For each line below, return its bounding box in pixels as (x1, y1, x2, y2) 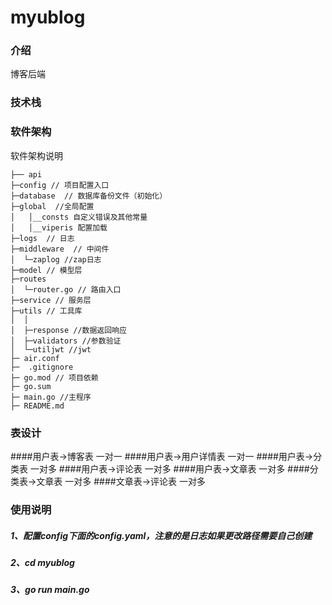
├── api (10, 169, 43, 180)
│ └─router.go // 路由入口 (10, 284, 122, 295)
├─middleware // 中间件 (10, 244, 110, 254)
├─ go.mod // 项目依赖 (10, 372, 99, 383)
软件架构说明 (10, 149, 63, 161)
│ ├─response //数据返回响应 (10, 325, 127, 335)
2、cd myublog (10, 556, 75, 568)
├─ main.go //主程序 (10, 392, 92, 402)
